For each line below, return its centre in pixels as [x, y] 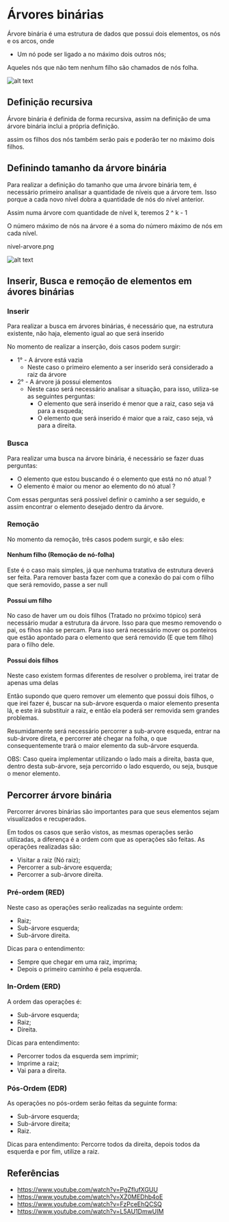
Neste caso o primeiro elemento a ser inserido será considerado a [120, 367]
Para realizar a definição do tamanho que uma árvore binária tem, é [102, 184]
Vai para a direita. [42, 1070]
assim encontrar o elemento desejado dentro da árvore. [85, 506]
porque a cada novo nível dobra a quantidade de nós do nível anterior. [106, 199]
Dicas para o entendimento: [46, 948]
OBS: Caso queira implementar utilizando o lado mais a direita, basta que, [110, 759]
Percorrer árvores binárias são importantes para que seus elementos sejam [113, 812]
